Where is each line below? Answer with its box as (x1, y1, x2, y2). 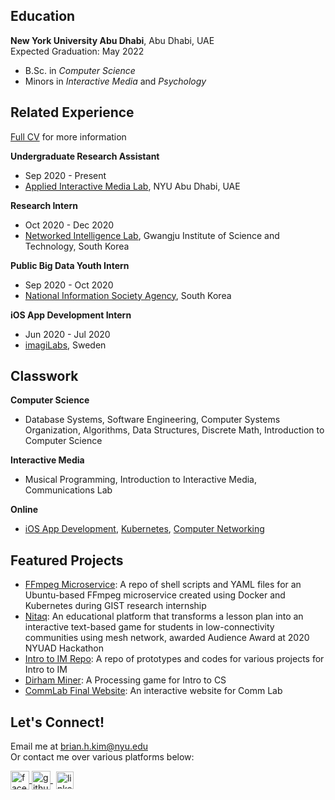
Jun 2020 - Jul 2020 (24, 328, 111, 340)
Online (10, 504, 39, 516)
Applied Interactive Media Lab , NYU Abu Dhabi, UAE (24, 180, 241, 192)
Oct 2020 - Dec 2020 (24, 219, 115, 231)
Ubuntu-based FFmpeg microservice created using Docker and (24, 589, 286, 601)
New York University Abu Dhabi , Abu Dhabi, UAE (10, 34, 215, 46)
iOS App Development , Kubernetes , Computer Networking (24, 523, 265, 535)
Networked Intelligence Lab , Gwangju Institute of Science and (24, 229, 280, 241)
